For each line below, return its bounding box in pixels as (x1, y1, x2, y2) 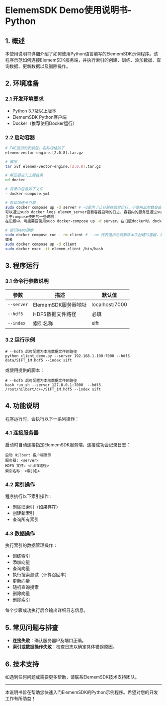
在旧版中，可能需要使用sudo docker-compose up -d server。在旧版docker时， (5, 219, 153, 224)
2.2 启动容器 (5, 134, 35, 141)
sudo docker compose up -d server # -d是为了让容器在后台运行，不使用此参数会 (5, 205, 158, 210)
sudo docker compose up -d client (5, 242, 77, 247)
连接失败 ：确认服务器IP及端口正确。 (12, 638, 86, 644)
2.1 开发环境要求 (5, 95, 44, 102)
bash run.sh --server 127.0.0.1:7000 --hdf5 (5, 382, 101, 387)
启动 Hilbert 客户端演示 (5, 452, 51, 457)
